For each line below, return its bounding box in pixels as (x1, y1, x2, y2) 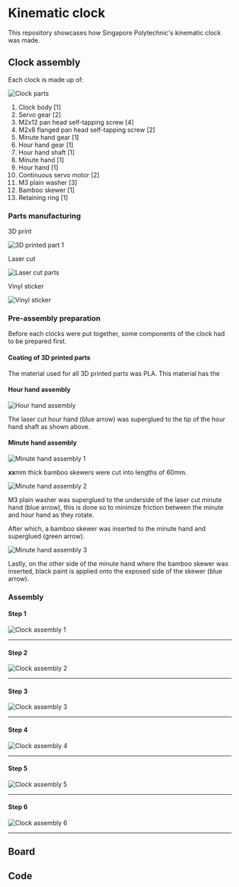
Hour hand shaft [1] (18, 147, 75, 157)
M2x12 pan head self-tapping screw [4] (18, 118, 134, 126)
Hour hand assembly (8, 385, 71, 394)
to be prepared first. (8, 337, 67, 345)
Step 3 (8, 686, 28, 696)
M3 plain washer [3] (18, 178, 77, 186)
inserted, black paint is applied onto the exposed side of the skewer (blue (8, 567, 223, 575)
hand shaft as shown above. (8, 422, 91, 430)
